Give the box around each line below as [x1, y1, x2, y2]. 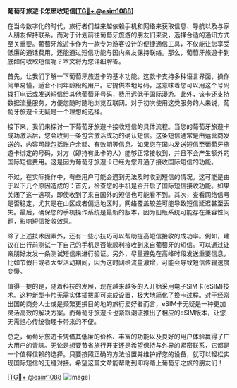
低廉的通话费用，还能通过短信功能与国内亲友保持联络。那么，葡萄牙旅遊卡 [7, 49, 224, 56]
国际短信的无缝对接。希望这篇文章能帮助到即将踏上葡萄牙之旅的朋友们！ [13, 359, 224, 367]
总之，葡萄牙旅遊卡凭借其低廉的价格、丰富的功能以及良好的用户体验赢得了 [7, 332, 224, 341]
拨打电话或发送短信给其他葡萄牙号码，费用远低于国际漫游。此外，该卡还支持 [7, 90, 230, 98]
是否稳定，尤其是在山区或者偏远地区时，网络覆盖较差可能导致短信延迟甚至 [7, 199, 224, 207]
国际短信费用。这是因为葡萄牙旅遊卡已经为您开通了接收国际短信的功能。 [7, 158, 217, 166]
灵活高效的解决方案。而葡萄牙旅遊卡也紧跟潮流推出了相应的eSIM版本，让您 [7, 308, 226, 317]
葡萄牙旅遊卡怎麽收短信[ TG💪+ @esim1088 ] [7, 7, 134, 15]
